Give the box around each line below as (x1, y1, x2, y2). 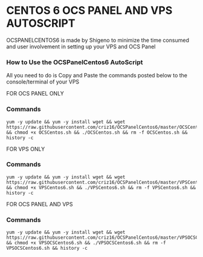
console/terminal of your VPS (6, 78, 80, 85)
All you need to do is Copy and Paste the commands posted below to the (6, 72, 188, 79)
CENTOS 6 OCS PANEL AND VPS (6, 4, 173, 18)
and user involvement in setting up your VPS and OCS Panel (6, 43, 156, 50)
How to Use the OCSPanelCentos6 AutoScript (6, 58, 143, 67)
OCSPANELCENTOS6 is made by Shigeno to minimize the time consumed (6, 36, 189, 44)
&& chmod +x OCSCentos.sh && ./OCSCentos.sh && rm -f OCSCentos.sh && (6, 129, 188, 135)
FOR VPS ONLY (6, 145, 45, 152)
